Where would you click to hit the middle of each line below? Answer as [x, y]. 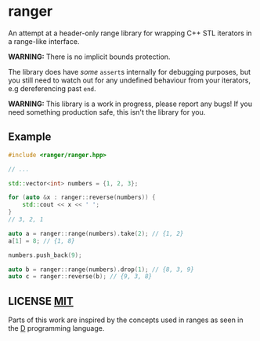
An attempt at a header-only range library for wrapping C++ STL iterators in [130, 33]
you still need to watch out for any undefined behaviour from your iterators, [129, 80]
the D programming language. [56, 328]
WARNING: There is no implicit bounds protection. [89, 57]
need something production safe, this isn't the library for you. [107, 112]
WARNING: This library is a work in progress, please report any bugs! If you [130, 104]
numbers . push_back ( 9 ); [45, 255]
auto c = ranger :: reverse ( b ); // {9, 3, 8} [80, 277]
